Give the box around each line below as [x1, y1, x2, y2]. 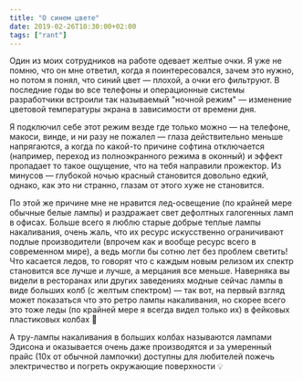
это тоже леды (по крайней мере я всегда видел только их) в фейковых [9, 304, 290, 315]
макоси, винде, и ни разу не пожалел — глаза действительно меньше [9, 132, 284, 143]
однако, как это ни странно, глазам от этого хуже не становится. [9, 180, 265, 191]
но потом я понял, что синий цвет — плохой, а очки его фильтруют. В [9, 75, 280, 86]
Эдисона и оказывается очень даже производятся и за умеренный [9, 342, 272, 353]
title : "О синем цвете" [9, 13, 100, 23]
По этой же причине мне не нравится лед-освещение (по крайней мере [9, 197, 292, 208]
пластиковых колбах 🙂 [9, 314, 98, 325]
